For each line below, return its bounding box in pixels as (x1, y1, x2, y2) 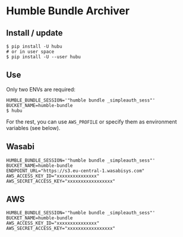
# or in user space (6, 49, 55, 55)
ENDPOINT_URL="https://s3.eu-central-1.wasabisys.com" (6, 168, 145, 173)
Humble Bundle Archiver (6, 4, 130, 18)
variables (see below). (6, 124, 61, 131)
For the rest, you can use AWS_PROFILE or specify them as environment (6, 118, 177, 125)
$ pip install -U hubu (6, 43, 62, 49)
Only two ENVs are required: (6, 86, 76, 93)
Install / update (6, 28, 63, 38)
